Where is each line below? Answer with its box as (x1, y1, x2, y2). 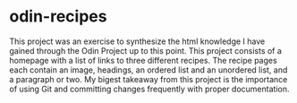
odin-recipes (9, 6, 107, 27)
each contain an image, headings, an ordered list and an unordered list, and (9, 64, 288, 75)
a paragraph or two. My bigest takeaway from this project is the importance (9, 73, 288, 84)
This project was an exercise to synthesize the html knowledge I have (9, 36, 266, 47)
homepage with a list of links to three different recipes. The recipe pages (9, 55, 277, 65)
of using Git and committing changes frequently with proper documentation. (9, 83, 290, 94)
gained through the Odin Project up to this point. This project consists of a (9, 45, 282, 56)
